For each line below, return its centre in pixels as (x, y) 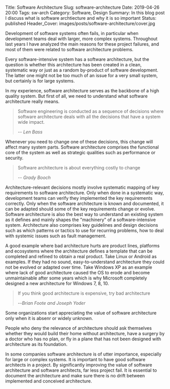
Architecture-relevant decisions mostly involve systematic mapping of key (82, 187)
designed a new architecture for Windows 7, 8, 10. (57, 283)
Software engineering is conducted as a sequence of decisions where (91, 111)
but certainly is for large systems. (40, 81)
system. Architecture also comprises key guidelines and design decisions (82, 225)
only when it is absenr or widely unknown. (49, 318)
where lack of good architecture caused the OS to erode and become (78, 273)
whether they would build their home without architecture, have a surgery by (85, 333)
